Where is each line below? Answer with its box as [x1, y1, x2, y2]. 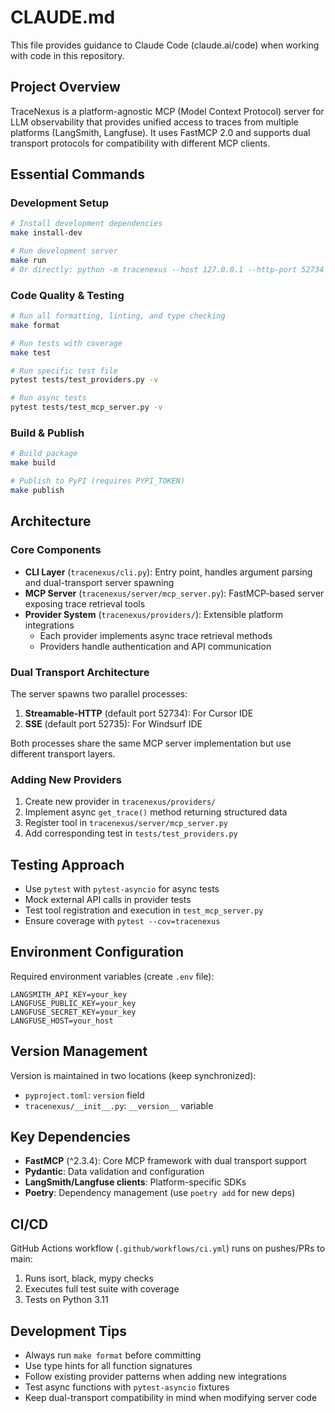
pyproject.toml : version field [24, 1089, 145, 1101]
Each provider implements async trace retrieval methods [39, 629, 273, 641]
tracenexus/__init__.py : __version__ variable [24, 1099, 214, 1111]
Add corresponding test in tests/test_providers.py [24, 827, 238, 840]
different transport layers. [10, 747, 116, 760]
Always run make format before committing [24, 1349, 202, 1361]
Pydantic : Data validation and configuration [24, 1166, 205, 1178]
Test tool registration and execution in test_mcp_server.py [24, 904, 264, 916]
